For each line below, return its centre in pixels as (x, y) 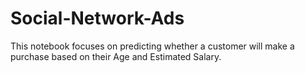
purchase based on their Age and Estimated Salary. (116, 56)
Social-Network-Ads (97, 18)
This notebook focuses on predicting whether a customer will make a (152, 46)
